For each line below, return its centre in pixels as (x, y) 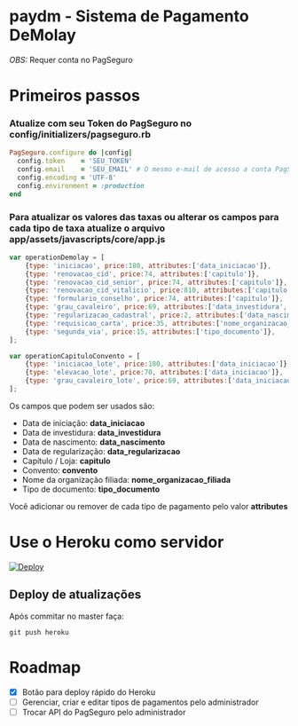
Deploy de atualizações (75, 595)
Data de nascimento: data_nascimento (94, 442)
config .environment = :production (81, 185)
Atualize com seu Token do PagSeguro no (101, 123)
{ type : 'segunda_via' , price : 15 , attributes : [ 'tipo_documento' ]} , (150, 331)
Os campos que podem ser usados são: (82, 406)
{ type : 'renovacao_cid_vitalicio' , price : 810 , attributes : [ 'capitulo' (158, 290)
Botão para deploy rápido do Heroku (89, 692)
